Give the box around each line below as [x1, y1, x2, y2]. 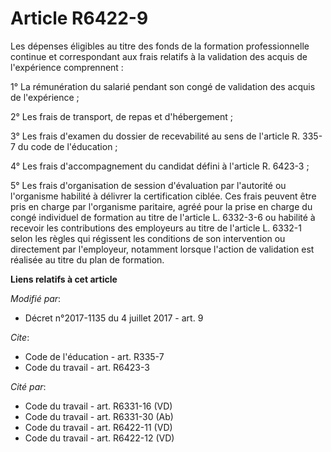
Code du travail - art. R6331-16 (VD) [24, 400, 173, 412]
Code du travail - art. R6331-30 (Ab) [24, 410, 174, 422]
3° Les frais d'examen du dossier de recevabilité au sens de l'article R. [10, 130, 301, 142]
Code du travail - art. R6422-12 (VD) [24, 432, 175, 444]
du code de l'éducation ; [17, 140, 118, 152]
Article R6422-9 [10, 7, 149, 30]
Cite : [10, 331, 30, 343]
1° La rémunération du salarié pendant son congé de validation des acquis [10, 80, 316, 92]
